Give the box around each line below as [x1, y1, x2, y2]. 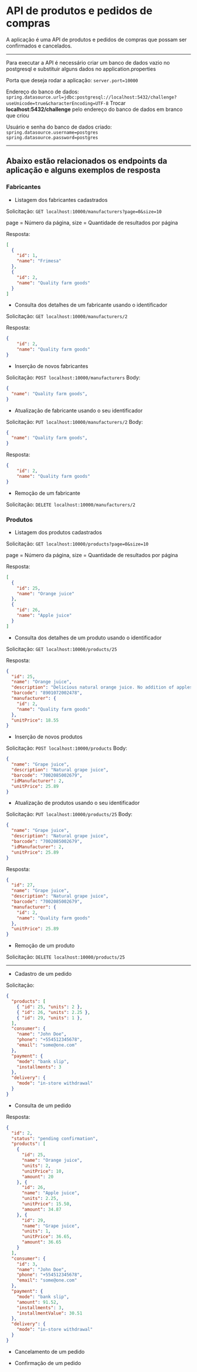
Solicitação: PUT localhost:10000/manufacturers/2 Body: [6, 418, 144, 425]
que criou [6, 112, 29, 119]
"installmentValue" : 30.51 [16, 1310, 83, 1316]
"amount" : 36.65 [21, 1239, 62, 1245]
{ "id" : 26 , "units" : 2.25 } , [16, 1009, 91, 1015]
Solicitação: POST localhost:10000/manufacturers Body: [6, 374, 141, 381]
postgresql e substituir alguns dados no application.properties [6, 65, 157, 72]
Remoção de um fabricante [14, 489, 80, 497]
